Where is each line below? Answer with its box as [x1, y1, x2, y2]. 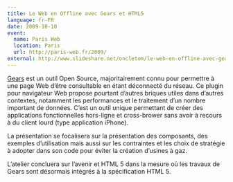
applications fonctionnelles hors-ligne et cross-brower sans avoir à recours [7, 111, 223, 119]
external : [7, 55, 36, 62]
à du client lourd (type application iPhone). [7, 118, 129, 127]
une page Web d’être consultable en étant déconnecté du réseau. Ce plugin [7, 81, 224, 90]
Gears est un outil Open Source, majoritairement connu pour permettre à [7, 74, 215, 82]
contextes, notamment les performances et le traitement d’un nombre [7, 96, 206, 104]
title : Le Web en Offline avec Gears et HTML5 [7, 10, 144, 17]
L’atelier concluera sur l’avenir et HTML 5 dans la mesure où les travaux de [7, 160, 221, 168]
